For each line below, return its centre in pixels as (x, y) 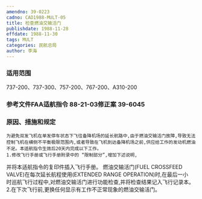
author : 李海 (22, 51)
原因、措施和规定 (31, 122)
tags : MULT (20, 40)
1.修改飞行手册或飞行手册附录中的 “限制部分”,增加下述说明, (72, 155)
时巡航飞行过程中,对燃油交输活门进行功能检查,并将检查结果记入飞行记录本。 (100, 182)
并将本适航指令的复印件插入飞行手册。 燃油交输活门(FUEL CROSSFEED (94, 167)
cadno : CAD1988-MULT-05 (36, 17)
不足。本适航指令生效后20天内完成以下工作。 (54, 149)
